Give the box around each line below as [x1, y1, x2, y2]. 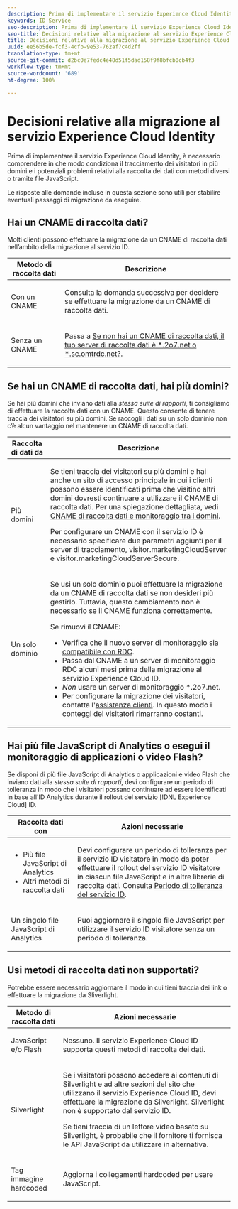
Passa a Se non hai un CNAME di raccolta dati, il [64, 331, 225, 341]
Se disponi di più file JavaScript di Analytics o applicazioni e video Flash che [7, 770, 231, 779]
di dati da [11, 447, 44, 457]
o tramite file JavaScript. [7, 175, 79, 183]
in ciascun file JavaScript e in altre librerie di [77, 872, 225, 882]
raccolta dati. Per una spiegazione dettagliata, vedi [50, 502, 219, 511]
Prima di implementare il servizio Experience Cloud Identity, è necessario [7, 152, 221, 161]
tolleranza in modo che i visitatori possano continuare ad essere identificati [7, 785, 227, 793]
